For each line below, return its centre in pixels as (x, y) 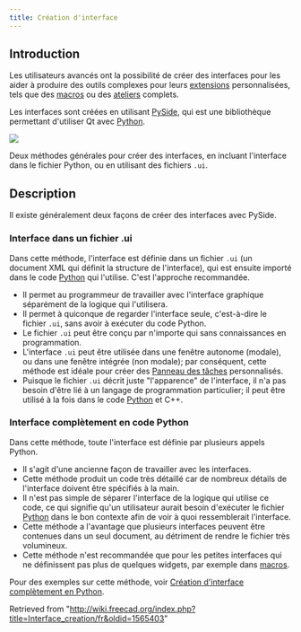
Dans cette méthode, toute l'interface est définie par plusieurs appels (138, 442)
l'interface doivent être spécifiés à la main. (101, 488)
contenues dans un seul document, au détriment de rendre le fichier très (156, 536)
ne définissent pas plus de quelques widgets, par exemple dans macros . (156, 564)
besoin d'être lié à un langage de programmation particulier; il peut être (154, 390)
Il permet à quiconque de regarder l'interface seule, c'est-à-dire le (144, 313)
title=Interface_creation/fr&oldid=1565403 (87, 618)
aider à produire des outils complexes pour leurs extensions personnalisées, (150, 85)
